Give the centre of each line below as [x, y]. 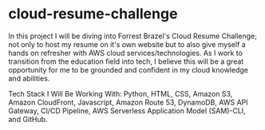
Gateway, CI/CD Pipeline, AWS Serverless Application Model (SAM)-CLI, [127, 110]
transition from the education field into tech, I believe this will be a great [126, 61]
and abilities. [29, 78]
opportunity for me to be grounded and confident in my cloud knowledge [129, 69]
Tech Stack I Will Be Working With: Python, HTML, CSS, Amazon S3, [121, 93]
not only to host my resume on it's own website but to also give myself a [127, 44]
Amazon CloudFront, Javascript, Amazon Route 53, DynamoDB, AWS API [128, 102]
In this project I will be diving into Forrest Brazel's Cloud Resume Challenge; [132, 36]
